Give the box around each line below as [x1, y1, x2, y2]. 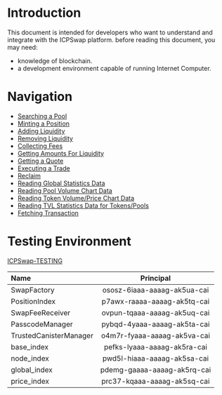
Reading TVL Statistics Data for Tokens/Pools [17, 201, 150, 210]
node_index [11, 353, 49, 363]
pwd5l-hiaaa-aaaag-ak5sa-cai [102, 353, 209, 363]
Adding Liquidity [17, 126, 65, 135]
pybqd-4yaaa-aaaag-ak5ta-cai [101, 319, 210, 329]
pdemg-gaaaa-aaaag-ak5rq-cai [100, 365, 211, 375]
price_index [11, 376, 49, 386]
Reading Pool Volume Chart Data [17, 186, 112, 194]
